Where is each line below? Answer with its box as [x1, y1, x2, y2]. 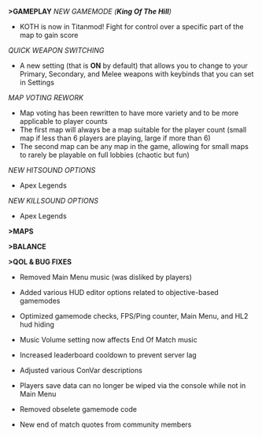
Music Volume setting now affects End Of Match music [19, 335, 198, 344]
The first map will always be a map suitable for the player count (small [19, 125, 247, 134]
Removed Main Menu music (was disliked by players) [19, 272, 193, 282]
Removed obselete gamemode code [19, 405, 138, 413]
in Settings [19, 78, 55, 87]
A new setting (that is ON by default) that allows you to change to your [19, 61, 248, 70]
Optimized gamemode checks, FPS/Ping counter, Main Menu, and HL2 [19, 312, 249, 320]
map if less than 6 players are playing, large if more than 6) [19, 133, 211, 143]
